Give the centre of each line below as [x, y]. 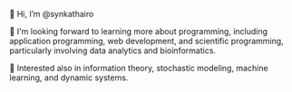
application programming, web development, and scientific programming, [146, 41]
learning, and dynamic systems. [69, 78]
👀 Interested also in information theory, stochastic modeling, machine [139, 68]
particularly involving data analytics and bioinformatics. [112, 51]
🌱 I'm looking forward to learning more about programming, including [139, 31]
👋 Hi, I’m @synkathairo [52, 14]
